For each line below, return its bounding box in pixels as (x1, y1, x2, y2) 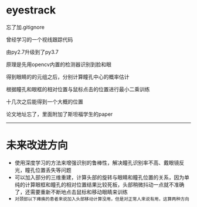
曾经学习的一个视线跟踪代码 (6, 36, 73, 43)
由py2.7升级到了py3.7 (6, 48, 59, 56)
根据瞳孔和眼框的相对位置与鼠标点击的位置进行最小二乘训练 (6, 85, 150, 92)
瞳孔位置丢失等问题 (25, 166, 72, 173)
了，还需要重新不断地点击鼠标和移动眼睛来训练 (14, 188, 128, 195)
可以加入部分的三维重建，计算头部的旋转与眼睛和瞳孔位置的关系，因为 (14, 174, 185, 181)
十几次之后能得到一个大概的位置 (6, 98, 83, 105)
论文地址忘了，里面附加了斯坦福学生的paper (6, 111, 113, 118)
